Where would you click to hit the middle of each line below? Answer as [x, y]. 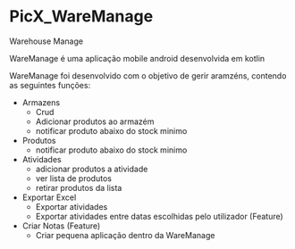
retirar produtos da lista [79, 187]
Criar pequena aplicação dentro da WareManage [125, 235]
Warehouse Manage [46, 41]
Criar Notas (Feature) [61, 226]
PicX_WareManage [81, 17]
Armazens [41, 102]
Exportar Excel [49, 197]
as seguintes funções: [50, 85]
